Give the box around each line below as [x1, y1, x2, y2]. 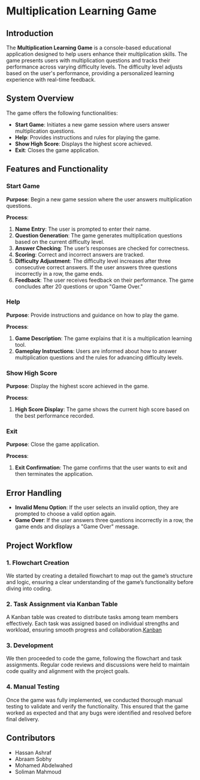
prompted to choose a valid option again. [14, 510, 117, 517]
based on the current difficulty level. [14, 238, 105, 245]
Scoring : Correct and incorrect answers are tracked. [14, 251, 145, 258]
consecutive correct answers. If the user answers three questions [14, 263, 178, 271]
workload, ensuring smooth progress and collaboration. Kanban [6, 626, 162, 633]
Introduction [6, 28, 54, 38]
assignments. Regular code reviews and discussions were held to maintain [6, 661, 190, 668]
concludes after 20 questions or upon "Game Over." [14, 282, 143, 290]
